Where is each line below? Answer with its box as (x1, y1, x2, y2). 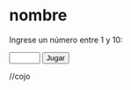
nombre (9, 5, 68, 26)
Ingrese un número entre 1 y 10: (9, 34, 123, 45)
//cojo (9, 71, 31, 81)
